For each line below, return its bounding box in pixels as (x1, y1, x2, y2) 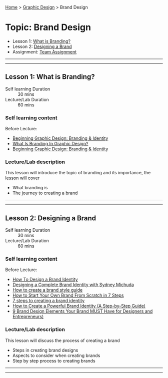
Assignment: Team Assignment (12, 48, 77, 54)
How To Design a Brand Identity (12, 277, 78, 283)
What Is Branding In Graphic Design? (12, 141, 88, 147)
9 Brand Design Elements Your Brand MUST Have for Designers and (12, 308, 153, 314)
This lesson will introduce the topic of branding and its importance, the (5, 170, 151, 176)
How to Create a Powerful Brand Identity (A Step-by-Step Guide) (12, 303, 146, 309)
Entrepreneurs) (12, 314, 44, 320)
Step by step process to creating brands (12, 358, 96, 364)
